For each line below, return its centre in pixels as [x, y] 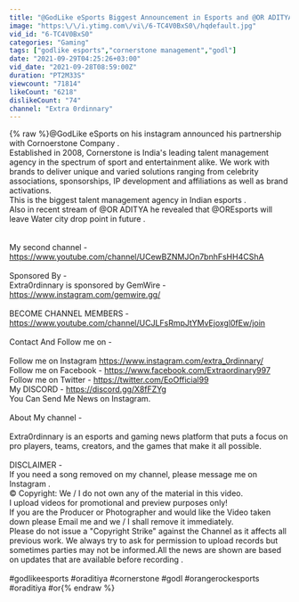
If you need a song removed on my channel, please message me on [133, 475]
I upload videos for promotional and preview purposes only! [119, 503]
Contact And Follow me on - [61, 342]
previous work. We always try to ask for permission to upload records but [144, 541]
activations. [30, 191]
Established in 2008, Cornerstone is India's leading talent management [139, 153]
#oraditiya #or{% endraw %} [62, 588]
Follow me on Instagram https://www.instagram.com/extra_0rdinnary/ [137, 361]
